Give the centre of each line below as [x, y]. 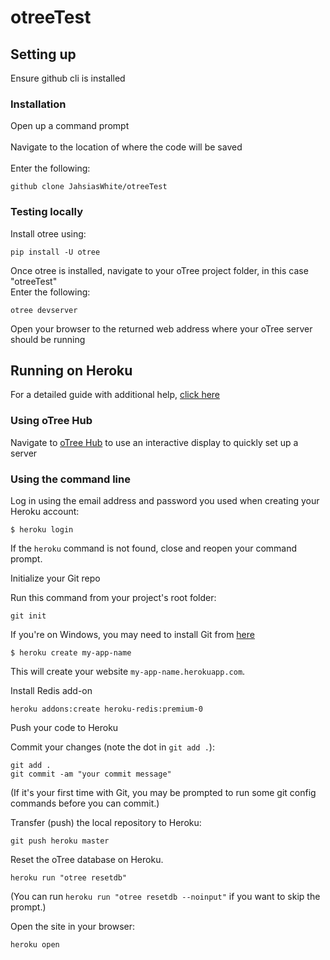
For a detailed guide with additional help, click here [115, 395]
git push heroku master [60, 841]
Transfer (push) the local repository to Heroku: [106, 822]
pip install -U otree [55, 252]
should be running [48, 339]
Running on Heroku [71, 370]
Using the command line [70, 479]
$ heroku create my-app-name [71, 653]
